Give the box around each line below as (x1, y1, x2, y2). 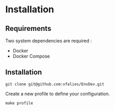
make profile (5, 100, 33, 106)
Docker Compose (12, 53, 50, 59)
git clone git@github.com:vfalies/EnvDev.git (5, 81, 104, 87)
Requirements (5, 24, 51, 33)
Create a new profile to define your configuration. (5, 90, 110, 97)
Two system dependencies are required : (5, 38, 92, 44)
